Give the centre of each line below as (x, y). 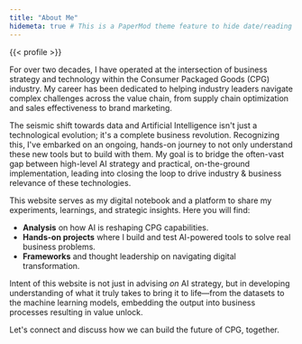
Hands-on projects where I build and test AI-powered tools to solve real (156, 237)
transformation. (51, 265)
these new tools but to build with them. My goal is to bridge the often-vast (147, 153)
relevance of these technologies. (70, 182)
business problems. (59, 246)
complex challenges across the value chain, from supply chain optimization (149, 98)
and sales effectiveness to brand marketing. (91, 107)
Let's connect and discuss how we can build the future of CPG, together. (144, 330)
